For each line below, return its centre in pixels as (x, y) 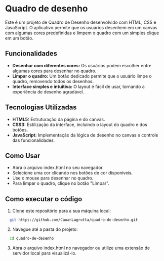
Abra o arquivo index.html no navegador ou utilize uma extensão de (81, 248)
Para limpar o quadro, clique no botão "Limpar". (61, 183)
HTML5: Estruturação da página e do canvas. (59, 119)
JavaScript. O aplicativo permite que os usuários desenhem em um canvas (81, 27)
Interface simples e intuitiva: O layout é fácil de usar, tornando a (78, 87)
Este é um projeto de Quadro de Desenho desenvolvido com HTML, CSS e (81, 22)
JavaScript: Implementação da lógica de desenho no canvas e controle (85, 135)
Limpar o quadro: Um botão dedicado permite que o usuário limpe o (82, 76)
